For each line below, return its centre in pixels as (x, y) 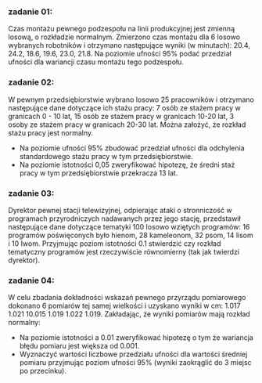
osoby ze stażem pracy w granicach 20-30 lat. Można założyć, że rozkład (127, 125)
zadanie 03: (31, 193)
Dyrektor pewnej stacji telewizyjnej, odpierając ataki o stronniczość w (120, 210)
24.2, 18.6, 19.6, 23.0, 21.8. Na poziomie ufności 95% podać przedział (120, 54)
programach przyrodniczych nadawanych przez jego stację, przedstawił (124, 219)
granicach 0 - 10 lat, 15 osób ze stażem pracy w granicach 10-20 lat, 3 (121, 116)
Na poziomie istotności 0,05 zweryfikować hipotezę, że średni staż (127, 164)
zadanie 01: (31, 12)
